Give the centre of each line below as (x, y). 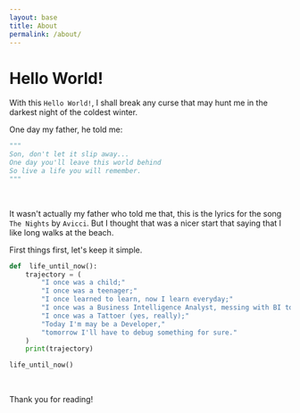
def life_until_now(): (54, 266)
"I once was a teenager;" (90, 291)
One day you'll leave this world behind (86, 163)
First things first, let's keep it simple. (76, 250)
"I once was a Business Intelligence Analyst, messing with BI (161, 308)
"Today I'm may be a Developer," (104, 324)
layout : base (33, 17)
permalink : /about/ (46, 34)
